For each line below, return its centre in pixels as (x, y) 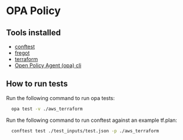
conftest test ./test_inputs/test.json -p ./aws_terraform (85, 131)
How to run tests (37, 84)
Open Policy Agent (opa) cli (48, 65)
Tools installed (34, 33)
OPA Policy (34, 11)
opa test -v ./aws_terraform (47, 109)
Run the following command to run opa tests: (61, 98)
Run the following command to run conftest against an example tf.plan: (92, 120)
